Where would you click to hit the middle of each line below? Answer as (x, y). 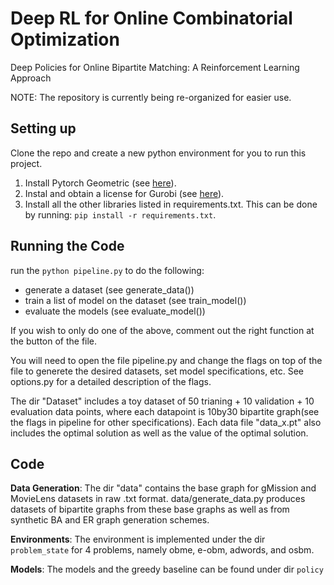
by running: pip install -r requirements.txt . (120, 214)
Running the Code (67, 246)
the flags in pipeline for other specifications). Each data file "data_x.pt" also (166, 422)
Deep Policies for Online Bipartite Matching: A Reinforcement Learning (155, 67)
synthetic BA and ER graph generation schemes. (110, 520)
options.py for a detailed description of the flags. (111, 381)
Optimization (65, 39)
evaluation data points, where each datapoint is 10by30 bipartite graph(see (165, 411)
